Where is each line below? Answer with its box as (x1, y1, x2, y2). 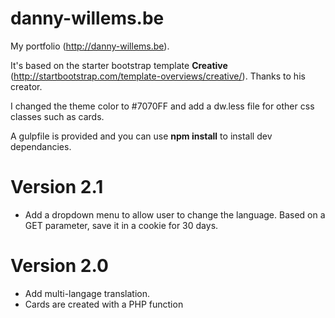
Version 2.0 (10, 255, 109, 277)
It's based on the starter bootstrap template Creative (10, 59, 228, 71)
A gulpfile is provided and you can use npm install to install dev (10, 130, 273, 142)
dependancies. (10, 140, 72, 152)
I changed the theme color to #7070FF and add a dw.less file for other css (10, 100, 315, 112)
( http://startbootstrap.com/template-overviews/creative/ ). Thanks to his (10, 70, 306, 82)
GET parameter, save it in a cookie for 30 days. (24, 219, 219, 231)
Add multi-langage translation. (24, 287, 151, 299)
